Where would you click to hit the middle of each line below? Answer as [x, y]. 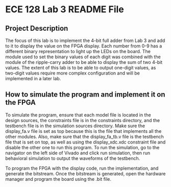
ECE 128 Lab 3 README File [65, 9]
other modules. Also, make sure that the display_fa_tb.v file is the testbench [85, 136]
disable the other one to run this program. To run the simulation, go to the [82, 147]
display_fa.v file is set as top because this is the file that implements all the [83, 131]
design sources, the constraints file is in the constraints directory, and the [82, 120]
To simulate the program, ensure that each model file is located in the [78, 115]
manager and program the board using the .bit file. [58, 179]
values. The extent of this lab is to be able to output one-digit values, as [81, 68]
